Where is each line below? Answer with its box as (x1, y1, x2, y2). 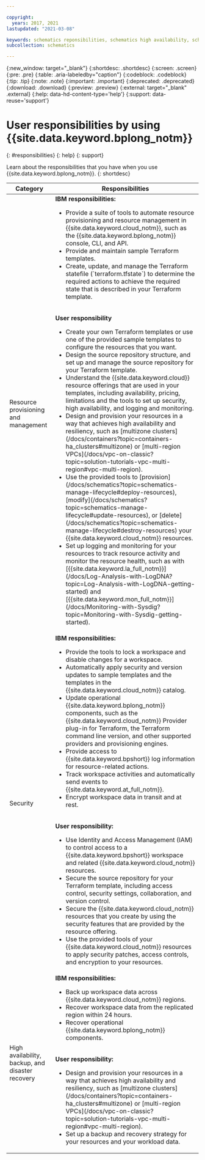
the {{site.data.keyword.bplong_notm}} (65, 232, 176, 240)
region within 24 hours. (65, 1011, 132, 1019)
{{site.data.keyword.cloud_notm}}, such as (65, 224, 187, 232)
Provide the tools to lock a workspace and (65, 648, 186, 656)
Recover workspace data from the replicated (65, 1003, 193, 1011)
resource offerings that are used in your (65, 381, 179, 390)
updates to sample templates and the (65, 670, 172, 679)
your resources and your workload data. (65, 1137, 181, 1146)
